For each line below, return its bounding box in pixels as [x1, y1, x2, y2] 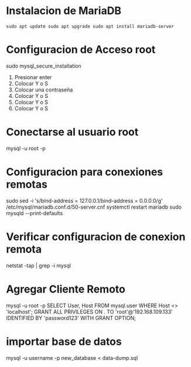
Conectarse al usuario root [6, 125, 139, 139]
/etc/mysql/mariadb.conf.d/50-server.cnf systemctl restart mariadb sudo [6, 203, 182, 210]
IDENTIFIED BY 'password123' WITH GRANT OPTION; [6, 314, 136, 321]
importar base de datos [6, 335, 122, 348]
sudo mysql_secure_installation [6, 62, 81, 69]
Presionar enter [14, 73, 52, 80]
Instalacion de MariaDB [6, 4, 122, 18]
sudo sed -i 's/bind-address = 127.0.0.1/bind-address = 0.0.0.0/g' [6, 197, 163, 204]
